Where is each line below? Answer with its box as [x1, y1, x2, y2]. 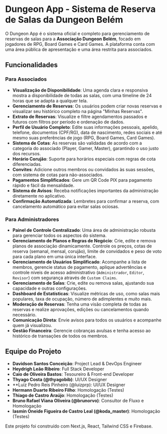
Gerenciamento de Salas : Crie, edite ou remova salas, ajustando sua [12, 280, 155, 286]
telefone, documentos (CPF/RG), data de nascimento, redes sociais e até [12, 129, 163, 135]
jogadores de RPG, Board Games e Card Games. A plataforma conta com [5, 41, 156, 47]
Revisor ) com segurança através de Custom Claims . [12, 275, 118, 281]
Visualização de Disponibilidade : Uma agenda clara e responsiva [12, 87, 148, 93]
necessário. [12, 312, 37, 318]
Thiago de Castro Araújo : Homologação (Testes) [12, 392, 114, 398]
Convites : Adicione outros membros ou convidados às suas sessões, [12, 166, 155, 172]
